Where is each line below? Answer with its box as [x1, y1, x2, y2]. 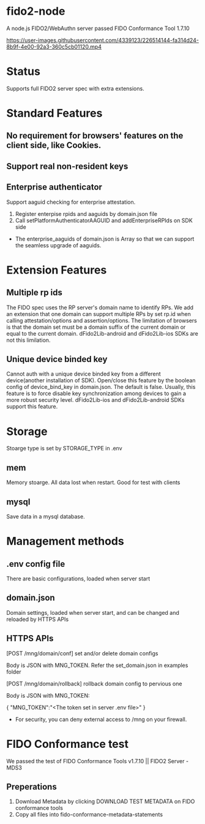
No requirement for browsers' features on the [6, 131, 184, 141]
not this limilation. [6, 336, 51, 344]
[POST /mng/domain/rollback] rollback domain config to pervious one [6, 680, 182, 687]
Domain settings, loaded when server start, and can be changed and [6, 609, 179, 616]
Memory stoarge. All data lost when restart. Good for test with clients [6, 479, 181, 486]
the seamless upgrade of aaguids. [15, 241, 102, 249]
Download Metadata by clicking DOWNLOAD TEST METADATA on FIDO [15, 798, 195, 805]
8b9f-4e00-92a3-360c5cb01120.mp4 [6, 43, 102, 50]
